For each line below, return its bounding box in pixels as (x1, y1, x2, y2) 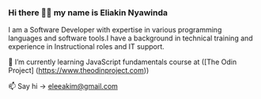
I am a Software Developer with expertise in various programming (8, 25, 222, 35)
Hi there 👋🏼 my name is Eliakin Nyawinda (8, 7, 168, 18)
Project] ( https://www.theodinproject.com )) (8, 66, 149, 75)
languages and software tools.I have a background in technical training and (8, 33, 253, 43)
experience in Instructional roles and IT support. (8, 42, 165, 51)
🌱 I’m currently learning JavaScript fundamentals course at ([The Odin (8, 57, 237, 67)
